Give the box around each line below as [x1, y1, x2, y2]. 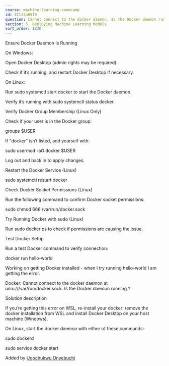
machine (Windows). [5, 316, 48, 322]
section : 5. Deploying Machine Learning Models [5, 21, 107, 27]
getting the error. [5, 271, 40, 277]
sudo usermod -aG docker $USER [5, 147, 76, 154]
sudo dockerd [5, 335, 34, 341]
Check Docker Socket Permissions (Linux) [5, 187, 93, 193]
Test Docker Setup [5, 236, 44, 242]
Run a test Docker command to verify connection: [5, 245, 108, 251]
